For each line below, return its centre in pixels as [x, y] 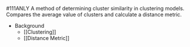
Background [29, 26]
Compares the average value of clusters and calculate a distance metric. [94, 15]
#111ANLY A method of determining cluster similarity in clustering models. [95, 8]
